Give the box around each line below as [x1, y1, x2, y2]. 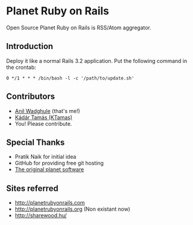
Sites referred [6, 183, 58, 193]
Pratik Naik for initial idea [14, 153, 76, 160]
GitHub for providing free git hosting [14, 160, 104, 167]
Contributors [6, 92, 55, 102]
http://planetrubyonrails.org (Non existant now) [14, 205, 130, 213]
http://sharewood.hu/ [14, 212, 67, 219]
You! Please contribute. [14, 120, 73, 127]
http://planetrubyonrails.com [14, 199, 85, 206]
